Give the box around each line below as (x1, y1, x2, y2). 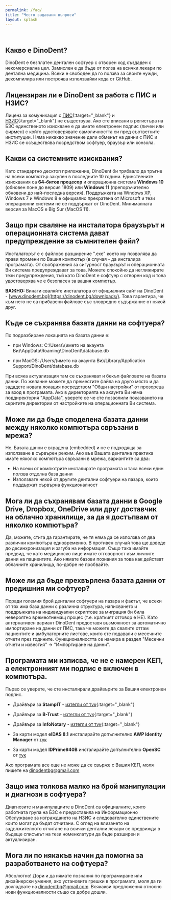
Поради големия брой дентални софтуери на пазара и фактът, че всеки (5, 598, 162, 604)
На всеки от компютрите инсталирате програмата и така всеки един (12, 466, 164, 472)
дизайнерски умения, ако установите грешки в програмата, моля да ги (5, 878, 162, 884)
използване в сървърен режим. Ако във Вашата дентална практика (5, 450, 154, 456)
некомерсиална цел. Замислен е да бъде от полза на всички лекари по (5, 65, 162, 71)
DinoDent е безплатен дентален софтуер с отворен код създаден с (5, 59, 152, 66)
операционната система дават (5, 229, 110, 238)
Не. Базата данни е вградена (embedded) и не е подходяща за (5, 445, 142, 451)
